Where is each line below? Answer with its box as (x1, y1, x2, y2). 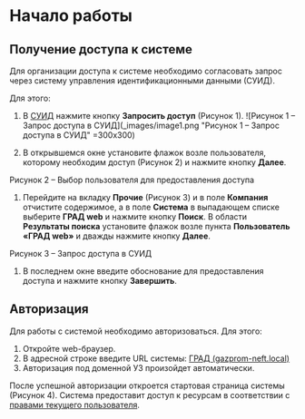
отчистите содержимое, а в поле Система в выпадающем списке (22, 201, 280, 212)
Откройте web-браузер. (22, 343, 116, 354)
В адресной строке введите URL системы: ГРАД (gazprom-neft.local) (22, 353, 290, 364)
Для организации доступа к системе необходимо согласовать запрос (9, 65, 283, 76)
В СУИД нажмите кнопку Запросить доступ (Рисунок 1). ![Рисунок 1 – (22, 111, 296, 121)
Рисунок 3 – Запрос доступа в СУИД (9, 248, 152, 258)
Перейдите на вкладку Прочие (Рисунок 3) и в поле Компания (22, 192, 269, 202)
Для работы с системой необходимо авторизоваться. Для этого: (9, 326, 263, 336)
